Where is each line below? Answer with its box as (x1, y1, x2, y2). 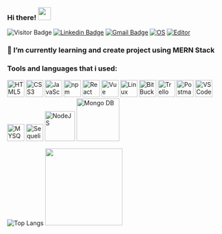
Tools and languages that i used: (7, 64, 118, 73)
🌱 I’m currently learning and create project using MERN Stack (7, 45, 215, 55)
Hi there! (7, 12, 37, 22)
